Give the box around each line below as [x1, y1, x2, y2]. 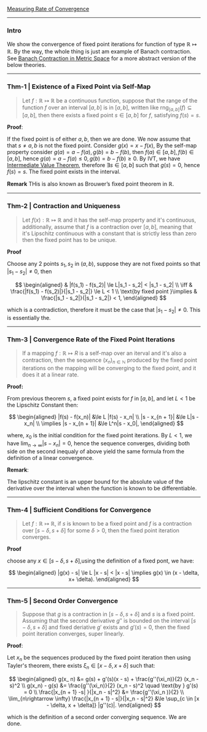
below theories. [7, 61, 47, 69]
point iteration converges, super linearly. [21, 630, 125, 637]
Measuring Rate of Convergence [7, 6, 90, 12]
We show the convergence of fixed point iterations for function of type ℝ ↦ [7, 41, 197, 48]
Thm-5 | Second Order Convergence [7, 596, 119, 605]
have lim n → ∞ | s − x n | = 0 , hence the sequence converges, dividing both [7, 439, 190, 448]
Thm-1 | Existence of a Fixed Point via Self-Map [7, 82, 151, 91]
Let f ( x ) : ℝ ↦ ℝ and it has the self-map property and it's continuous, [21, 216, 197, 224]
